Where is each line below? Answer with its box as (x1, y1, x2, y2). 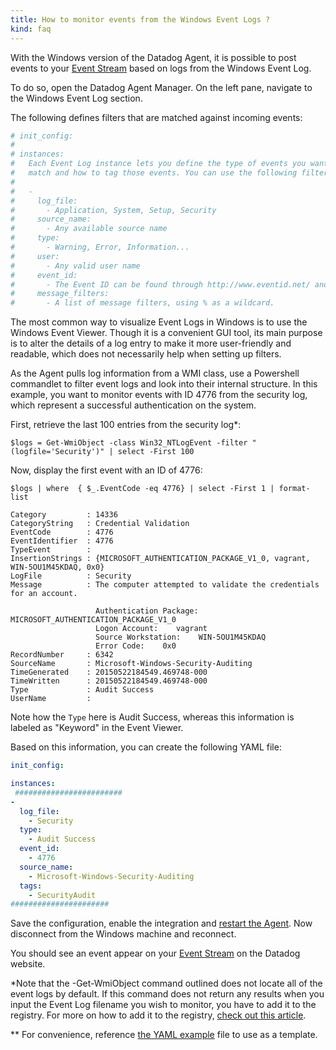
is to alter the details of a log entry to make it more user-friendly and (10, 337, 292, 350)
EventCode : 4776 (10, 527, 114, 538)
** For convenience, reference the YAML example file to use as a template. (10, 1029, 318, 1041)
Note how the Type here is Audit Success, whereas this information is (10, 711, 295, 723)
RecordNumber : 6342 (10, 650, 114, 660)
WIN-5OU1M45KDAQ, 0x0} (10, 562, 105, 573)
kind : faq (10, 24, 52, 34)
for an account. (10, 589, 78, 599)
